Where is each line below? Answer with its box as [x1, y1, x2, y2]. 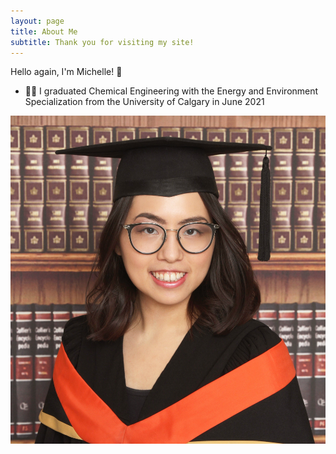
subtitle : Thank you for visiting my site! [10, 37, 195, 47]
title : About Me [10, 26, 78, 37]
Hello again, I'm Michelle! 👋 [10, 66, 123, 78]
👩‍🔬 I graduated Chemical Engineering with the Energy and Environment [24, 85, 319, 97]
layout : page [10, 16, 65, 26]
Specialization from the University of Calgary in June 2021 [24, 96, 265, 108]
